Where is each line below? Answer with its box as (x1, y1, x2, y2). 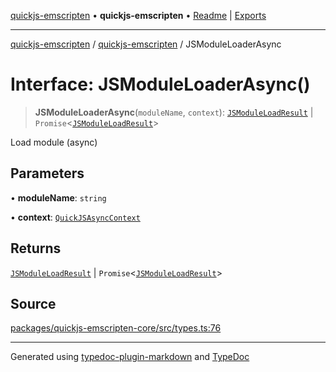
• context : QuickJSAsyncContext (10, 211, 141, 223)
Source (10, 295, 57, 312)
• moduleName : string (10, 191, 107, 204)
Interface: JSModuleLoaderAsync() (10, 73, 311, 96)
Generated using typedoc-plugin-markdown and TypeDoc (10, 351, 250, 363)
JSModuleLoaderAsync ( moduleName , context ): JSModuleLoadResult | (34, 106, 314, 118)
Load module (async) (10, 136, 98, 148)
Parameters (10, 165, 85, 182)
